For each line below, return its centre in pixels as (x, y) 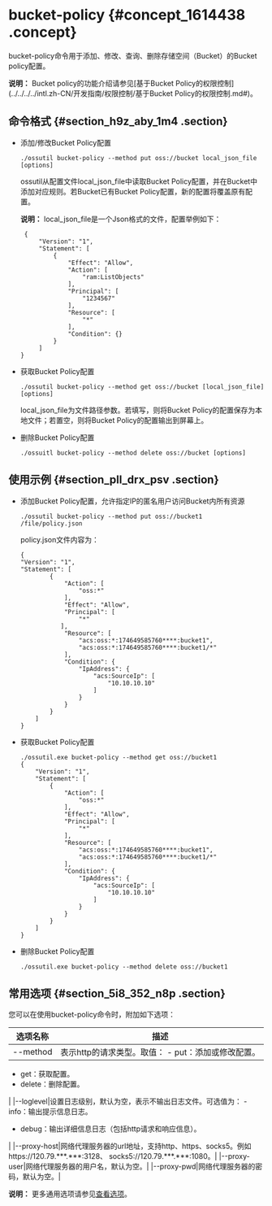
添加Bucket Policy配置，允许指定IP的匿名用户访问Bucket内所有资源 (132, 501)
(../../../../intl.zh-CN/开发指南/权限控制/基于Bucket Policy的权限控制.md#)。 (133, 93)
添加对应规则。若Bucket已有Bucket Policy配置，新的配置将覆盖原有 (133, 191)
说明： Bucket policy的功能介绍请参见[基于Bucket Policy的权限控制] (121, 83)
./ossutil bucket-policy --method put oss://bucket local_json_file (138, 158)
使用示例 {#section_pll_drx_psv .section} (114, 480)
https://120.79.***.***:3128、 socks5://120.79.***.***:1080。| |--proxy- (129, 1156)
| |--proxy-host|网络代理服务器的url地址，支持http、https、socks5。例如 (130, 1146)
